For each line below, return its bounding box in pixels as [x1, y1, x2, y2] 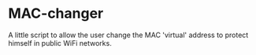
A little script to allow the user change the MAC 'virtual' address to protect [8, 30, 249, 40]
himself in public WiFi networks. [8, 38, 112, 47]
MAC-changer [8, 5, 104, 22]
